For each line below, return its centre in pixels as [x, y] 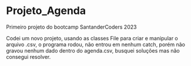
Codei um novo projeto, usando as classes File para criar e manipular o [92, 38]
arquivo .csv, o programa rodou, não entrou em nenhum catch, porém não [96, 44]
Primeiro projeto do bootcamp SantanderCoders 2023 [71, 27]
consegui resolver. [29, 57]
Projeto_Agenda [46, 11]
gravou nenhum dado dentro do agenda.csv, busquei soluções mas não [93, 50]
